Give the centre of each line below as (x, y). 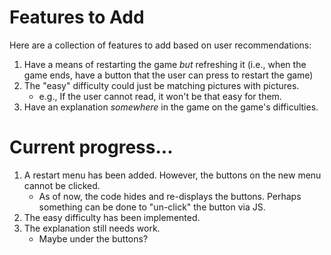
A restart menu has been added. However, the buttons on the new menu (172, 175)
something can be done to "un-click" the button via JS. (152, 207)
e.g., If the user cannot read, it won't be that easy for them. (160, 96)
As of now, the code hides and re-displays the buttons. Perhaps (170, 196)
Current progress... (91, 147)
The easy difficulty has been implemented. (112, 217)
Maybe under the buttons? (93, 238)
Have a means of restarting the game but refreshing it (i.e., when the (165, 64)
